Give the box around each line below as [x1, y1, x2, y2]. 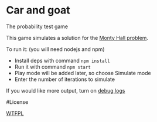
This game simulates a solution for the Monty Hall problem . [6, 34, 148, 41]
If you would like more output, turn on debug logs [6, 87, 125, 94]
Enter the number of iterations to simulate [14, 76, 115, 83]
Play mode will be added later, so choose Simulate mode [14, 69, 151, 76]
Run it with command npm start [14, 63, 91, 70]
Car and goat [6, 4, 70, 17]
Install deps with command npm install [14, 57, 110, 64]
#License [6, 98, 29, 106]
